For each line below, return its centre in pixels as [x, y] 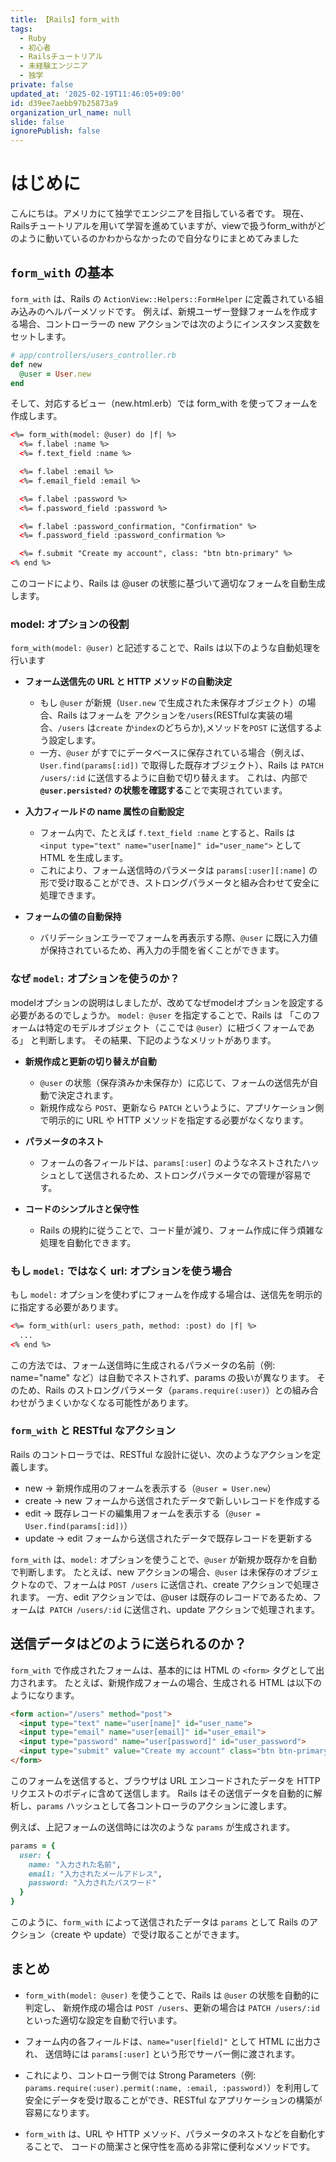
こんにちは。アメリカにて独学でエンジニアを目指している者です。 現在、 [160, 213]
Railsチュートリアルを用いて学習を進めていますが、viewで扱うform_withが [163, 226]
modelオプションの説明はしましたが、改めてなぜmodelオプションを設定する [167, 1002]
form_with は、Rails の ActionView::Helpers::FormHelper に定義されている [162, 298]
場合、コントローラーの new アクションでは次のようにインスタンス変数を [170, 323]
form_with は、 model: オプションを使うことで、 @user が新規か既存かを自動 [164, 1559]
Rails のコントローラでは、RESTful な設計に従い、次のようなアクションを [161, 1454]
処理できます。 [70, 895]
